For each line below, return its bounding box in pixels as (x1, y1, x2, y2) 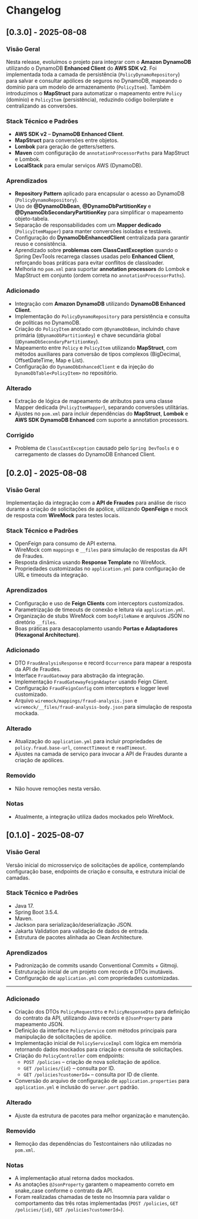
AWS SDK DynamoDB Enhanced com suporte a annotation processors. (14, 417, 189, 424)
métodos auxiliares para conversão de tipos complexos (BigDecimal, (14, 350, 181, 357)
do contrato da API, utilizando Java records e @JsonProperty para (14, 1014, 173, 1021)
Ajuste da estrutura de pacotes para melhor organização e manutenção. (14, 1112, 190, 1119)
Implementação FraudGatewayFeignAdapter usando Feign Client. (14, 678, 169, 685)
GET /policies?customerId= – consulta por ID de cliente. (23, 1071, 159, 1078)
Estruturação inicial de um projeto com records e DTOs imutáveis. (14, 968, 174, 975)
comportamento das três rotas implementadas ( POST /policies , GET (14, 1199, 179, 1207)
